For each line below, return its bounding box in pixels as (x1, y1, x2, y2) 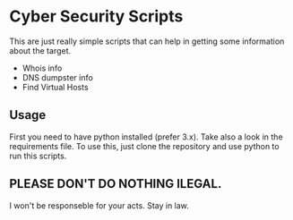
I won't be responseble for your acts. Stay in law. (9, 199, 190, 211)
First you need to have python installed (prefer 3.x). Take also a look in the (9, 131, 284, 142)
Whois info (22, 63, 63, 73)
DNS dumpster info (22, 72, 94, 82)
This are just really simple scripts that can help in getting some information (9, 36, 285, 47)
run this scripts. (9, 150, 67, 161)
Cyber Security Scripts (9, 6, 184, 27)
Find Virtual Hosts (22, 81, 89, 92)
